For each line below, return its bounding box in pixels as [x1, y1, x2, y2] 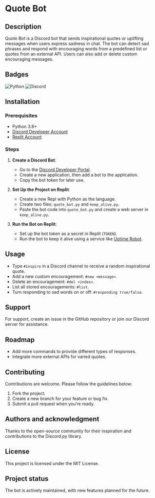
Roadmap [5, 335, 35, 344]
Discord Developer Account [12, 128, 68, 135]
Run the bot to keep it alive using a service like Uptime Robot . [19, 236, 143, 241]
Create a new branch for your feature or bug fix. [12, 396, 109, 402]
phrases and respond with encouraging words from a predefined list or [5, 46, 148, 51]
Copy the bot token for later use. [19, 177, 85, 183]
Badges [5, 71, 29, 79]
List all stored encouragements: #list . [12, 284, 89, 289]
